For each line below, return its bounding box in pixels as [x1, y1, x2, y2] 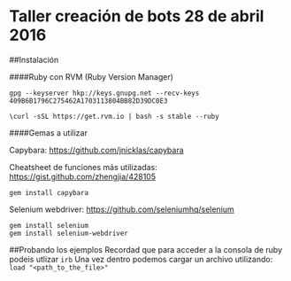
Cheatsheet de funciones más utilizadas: [9, 161, 157, 172]
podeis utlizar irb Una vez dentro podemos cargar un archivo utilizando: [9, 254, 273, 264]
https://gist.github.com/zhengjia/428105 [9, 171, 157, 182]
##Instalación [9, 54, 59, 65]
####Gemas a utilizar [9, 127, 88, 138]
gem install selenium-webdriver [9, 229, 128, 238]
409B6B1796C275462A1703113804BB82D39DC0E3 [9, 96, 168, 105]
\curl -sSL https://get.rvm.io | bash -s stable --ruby [9, 112, 219, 121]
